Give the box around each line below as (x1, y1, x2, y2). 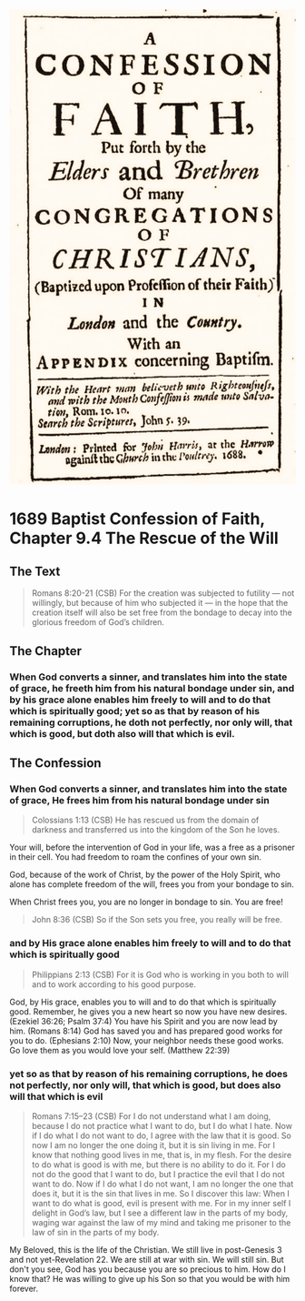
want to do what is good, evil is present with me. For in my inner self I (31, 1198, 291, 1209)
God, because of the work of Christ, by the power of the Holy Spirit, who (9, 869, 281, 881)
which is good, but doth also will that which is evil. (9, 727, 235, 740)
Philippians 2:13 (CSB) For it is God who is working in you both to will (31, 969, 289, 980)
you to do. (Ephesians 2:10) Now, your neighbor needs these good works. (9, 1034, 284, 1045)
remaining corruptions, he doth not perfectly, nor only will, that (9, 716, 293, 729)
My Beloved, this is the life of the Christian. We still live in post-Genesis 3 (9, 1245, 283, 1256)
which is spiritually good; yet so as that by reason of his (9, 704, 261, 717)
